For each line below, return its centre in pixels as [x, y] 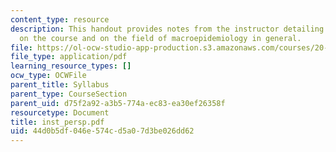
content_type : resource [60, 19]
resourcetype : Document [60, 112]
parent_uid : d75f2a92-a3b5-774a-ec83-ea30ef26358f [118, 103]
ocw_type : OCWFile [48, 76]
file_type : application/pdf [69, 57]
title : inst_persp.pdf [57, 122]
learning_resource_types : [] [71, 66]
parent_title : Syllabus [60, 85]
